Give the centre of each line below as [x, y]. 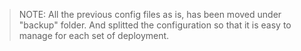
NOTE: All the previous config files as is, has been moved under [150, 14]
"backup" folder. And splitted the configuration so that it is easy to [155, 25]
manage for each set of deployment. [94, 35]
